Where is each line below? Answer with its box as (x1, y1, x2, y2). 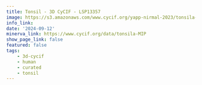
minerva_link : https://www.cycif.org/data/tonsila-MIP (6, 31, 147, 37)
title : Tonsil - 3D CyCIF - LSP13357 (6, 8, 101, 15)
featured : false (6, 42, 47, 48)
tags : (6, 48, 20, 54)
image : (6, 14, 23, 20)
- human (17, 59, 36, 65)
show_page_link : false (6, 37, 63, 42)
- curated (17, 64, 42, 71)
